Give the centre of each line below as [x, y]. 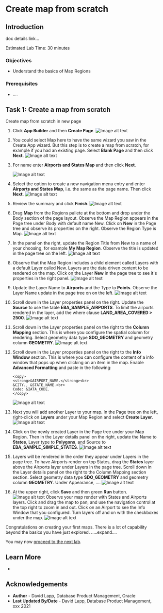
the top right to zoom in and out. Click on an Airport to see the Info [79, 508]
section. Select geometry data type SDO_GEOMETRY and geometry [80, 477]
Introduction [25, 27]
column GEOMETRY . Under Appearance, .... [57, 483]
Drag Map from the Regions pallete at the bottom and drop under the [81, 213]
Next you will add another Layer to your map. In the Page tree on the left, [85, 412]
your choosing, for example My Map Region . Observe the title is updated [85, 248]
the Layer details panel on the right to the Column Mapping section [79, 472]
